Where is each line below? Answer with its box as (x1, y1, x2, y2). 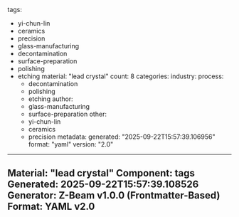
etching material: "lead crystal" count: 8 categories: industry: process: (17, 72, 224, 80)
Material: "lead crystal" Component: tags (7, 167, 196, 179)
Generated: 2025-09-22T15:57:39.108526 (7, 179, 199, 191)
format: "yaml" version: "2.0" (28, 140, 114, 148)
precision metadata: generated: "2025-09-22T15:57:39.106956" (28, 132, 216, 141)
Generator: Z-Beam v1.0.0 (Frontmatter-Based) (7, 189, 221, 201)
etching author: (28, 95, 73, 103)
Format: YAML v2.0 (7, 201, 95, 213)
